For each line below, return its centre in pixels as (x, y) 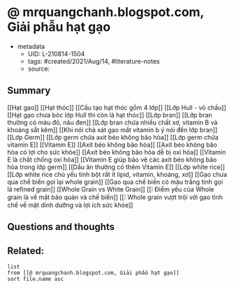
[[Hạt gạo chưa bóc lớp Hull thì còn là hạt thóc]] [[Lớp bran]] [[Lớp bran (110, 115)
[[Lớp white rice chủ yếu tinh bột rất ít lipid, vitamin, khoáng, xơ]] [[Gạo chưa (117, 174)
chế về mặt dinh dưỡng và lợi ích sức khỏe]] (70, 205)
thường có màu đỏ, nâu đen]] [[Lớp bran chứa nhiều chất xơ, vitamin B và (112, 122)
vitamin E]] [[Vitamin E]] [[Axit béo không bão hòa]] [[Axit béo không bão (112, 145)
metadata (31, 46)
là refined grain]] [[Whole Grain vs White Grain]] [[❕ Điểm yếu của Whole (111, 189)
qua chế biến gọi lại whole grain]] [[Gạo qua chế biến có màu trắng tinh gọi (115, 182)
